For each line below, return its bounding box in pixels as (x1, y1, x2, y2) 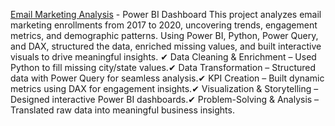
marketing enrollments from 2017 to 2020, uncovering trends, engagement (10, 19, 318, 31)
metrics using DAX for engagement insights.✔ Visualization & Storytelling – (10, 83, 319, 94)
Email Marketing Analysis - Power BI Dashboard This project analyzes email (10, 9, 322, 20)
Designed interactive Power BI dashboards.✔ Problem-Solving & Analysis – (10, 94, 320, 105)
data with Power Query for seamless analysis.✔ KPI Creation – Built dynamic (10, 72, 325, 84)
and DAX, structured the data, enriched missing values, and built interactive (10, 40, 322, 52)
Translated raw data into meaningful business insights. (10, 104, 235, 116)
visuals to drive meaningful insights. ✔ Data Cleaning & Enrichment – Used (10, 51, 317, 63)
